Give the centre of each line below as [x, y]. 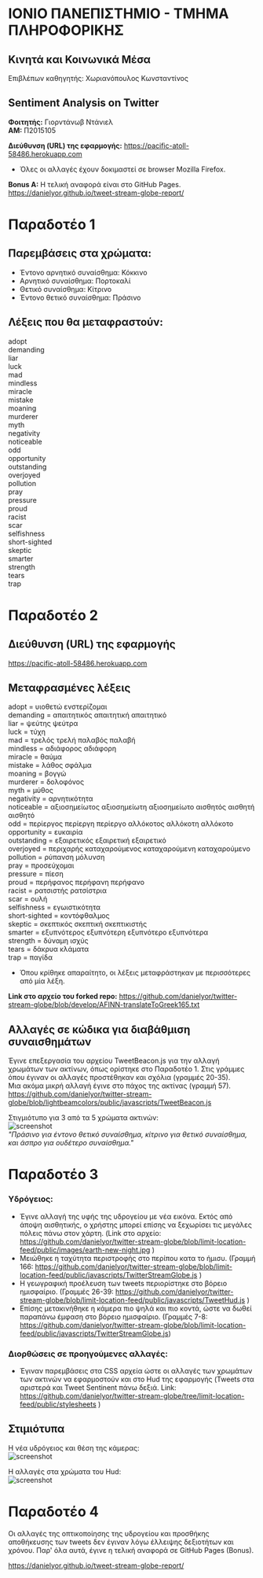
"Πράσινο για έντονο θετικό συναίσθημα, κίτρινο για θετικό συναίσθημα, [128, 1134]
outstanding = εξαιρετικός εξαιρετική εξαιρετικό [87, 841]
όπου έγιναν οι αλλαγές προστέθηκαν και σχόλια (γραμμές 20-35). [119, 1078]
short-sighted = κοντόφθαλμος [59, 916]
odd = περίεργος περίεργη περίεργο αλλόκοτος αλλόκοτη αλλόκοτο [121, 824]
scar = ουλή [28, 899]
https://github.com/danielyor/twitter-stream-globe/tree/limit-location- [132, 1396]
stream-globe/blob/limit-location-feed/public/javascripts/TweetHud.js [132, 1300]
